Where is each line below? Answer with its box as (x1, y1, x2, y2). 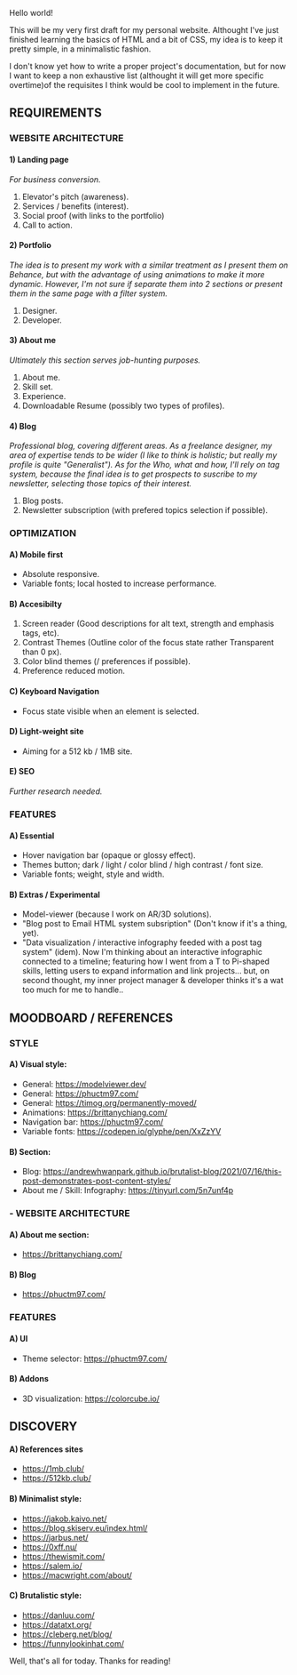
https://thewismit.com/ (21, 1551, 106, 1561)
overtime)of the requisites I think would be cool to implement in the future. (9, 80, 280, 90)
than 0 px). (21, 646, 62, 657)
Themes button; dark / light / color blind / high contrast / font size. (21, 860, 264, 870)
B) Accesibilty (9, 598, 62, 609)
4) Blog (9, 421, 37, 431)
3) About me (9, 335, 56, 346)
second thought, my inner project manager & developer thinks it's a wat (21, 975, 284, 986)
